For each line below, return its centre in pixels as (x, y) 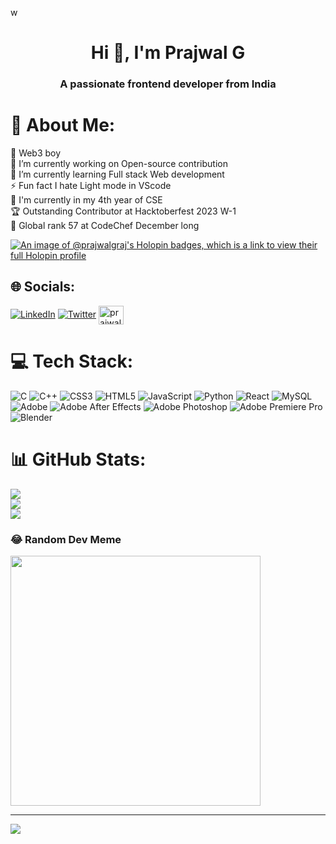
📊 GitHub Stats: (78, 459)
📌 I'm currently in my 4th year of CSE (86, 200)
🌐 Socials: (43, 287)
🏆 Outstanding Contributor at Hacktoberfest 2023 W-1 (123, 211)
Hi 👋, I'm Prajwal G (168, 53)
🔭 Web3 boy (36, 153)
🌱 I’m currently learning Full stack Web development (117, 174)
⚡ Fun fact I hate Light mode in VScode (91, 186)
